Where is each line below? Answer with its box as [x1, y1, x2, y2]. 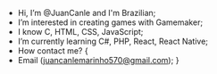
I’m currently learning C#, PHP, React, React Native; [17, 36, 208, 46]
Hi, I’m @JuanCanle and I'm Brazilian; [17, 8, 156, 18]
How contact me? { [17, 45, 88, 56]
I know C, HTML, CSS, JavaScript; [17, 27, 144, 37]
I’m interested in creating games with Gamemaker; [17, 17, 204, 28]
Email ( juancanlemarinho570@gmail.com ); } [17, 55, 179, 65]
